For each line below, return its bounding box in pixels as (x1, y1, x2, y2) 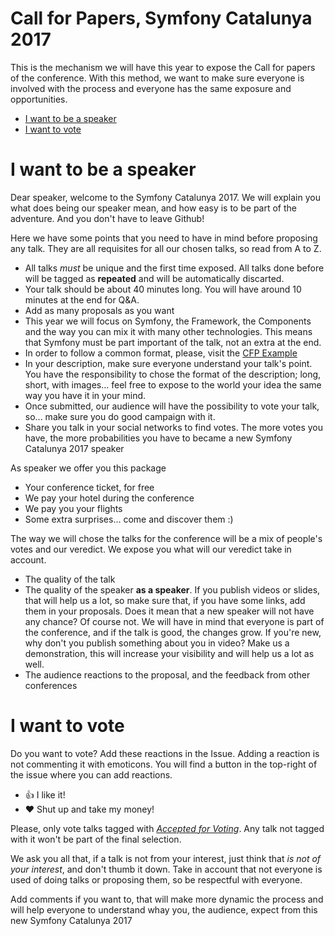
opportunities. (10, 93, 68, 105)
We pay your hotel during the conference (24, 492, 195, 504)
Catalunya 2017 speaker (24, 442, 125, 454)
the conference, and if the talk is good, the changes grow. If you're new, (24, 626, 322, 638)
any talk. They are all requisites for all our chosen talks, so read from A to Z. (10, 242, 322, 254)
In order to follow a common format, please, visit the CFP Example (24, 347, 298, 359)
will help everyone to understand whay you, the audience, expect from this (10, 903, 318, 916)
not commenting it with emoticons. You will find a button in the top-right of (10, 758, 318, 770)
